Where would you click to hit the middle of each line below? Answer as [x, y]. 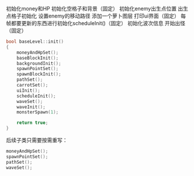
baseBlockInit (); [38, 58]
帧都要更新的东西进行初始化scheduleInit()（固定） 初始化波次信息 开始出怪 [96, 23]
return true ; [32, 123]
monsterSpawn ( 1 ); [38, 112]
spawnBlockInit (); [39, 74]
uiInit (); [29, 90]
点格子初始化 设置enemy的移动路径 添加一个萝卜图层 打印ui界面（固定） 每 [96, 16]
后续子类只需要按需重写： [37, 140]
